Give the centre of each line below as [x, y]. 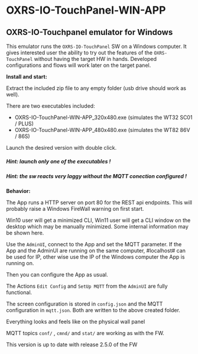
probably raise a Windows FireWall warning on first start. [75, 209]
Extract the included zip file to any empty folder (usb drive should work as [96, 88]
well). [13, 94]
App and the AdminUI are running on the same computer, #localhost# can [96, 251]
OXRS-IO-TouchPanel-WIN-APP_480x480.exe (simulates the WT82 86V [102, 130]
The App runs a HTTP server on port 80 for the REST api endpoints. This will [99, 202]
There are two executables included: [51, 106]
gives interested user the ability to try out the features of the [79, 53]
